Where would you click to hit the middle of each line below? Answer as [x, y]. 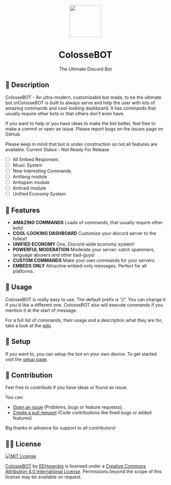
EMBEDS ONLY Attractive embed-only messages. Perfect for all [79, 266]
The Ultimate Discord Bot [85, 69]
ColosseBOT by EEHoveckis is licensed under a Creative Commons [76, 466]
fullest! [20, 239]
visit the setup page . [27, 359]
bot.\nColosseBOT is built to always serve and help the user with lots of [80, 102]
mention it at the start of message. [41, 310]
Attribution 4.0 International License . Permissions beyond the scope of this [83, 472]
